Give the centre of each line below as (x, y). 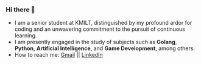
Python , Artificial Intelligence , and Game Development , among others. (105, 48)
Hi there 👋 (21, 10)
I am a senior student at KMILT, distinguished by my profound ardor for (103, 23)
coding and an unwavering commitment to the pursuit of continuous (100, 29)
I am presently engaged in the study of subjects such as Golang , (96, 42)
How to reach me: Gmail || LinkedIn (58, 55)
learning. (26, 36)
